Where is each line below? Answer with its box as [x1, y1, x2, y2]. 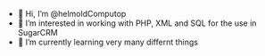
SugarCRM [17, 28, 58, 37]
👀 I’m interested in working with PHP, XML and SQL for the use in [17, 18, 257, 28]
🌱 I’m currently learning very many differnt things [17, 36, 199, 47]
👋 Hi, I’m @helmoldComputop [17, 9, 127, 19]
